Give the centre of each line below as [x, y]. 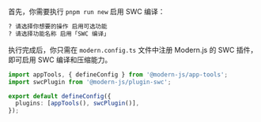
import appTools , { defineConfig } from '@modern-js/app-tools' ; [118, 74]
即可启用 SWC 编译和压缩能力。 [60, 59]
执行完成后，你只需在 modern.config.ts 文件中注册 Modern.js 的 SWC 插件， [133, 50]
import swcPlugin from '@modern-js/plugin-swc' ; [90, 82]
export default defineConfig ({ [60, 96]
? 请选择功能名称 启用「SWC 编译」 [59, 34]
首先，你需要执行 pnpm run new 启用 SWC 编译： [87, 11]
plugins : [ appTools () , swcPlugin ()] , [78, 104]
